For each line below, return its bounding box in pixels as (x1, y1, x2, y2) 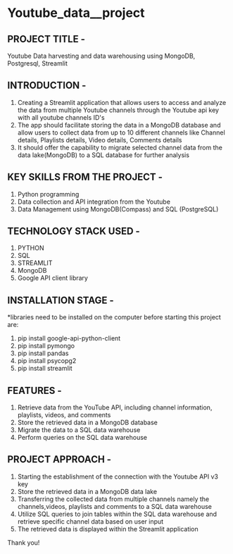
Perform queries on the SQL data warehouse (17, 433, 148, 442)
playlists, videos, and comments (17, 411, 111, 419)
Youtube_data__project (7, 5, 146, 21)
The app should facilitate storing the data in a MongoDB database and (17, 121, 221, 129)
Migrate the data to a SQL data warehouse (17, 426, 141, 434)
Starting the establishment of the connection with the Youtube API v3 (17, 472, 218, 481)
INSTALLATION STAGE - (7, 294, 114, 306)
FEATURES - (7, 384, 62, 396)
